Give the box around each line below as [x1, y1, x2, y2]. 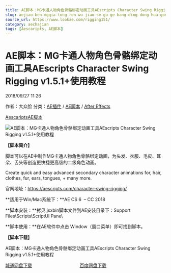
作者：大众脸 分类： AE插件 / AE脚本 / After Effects [5, 103, 110, 110]
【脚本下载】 [5, 234, 32, 240]
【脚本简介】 [5, 142, 32, 148]
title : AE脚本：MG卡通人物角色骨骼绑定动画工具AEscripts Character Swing [5, 7, 152, 13]
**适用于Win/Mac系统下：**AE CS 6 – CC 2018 [5, 196, 105, 203]
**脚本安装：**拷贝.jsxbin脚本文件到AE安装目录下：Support [5, 207, 131, 213]
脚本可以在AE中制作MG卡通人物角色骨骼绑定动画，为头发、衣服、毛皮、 [5, 153, 157, 159]
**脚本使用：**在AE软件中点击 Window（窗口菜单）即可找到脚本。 [5, 224, 146, 230]
